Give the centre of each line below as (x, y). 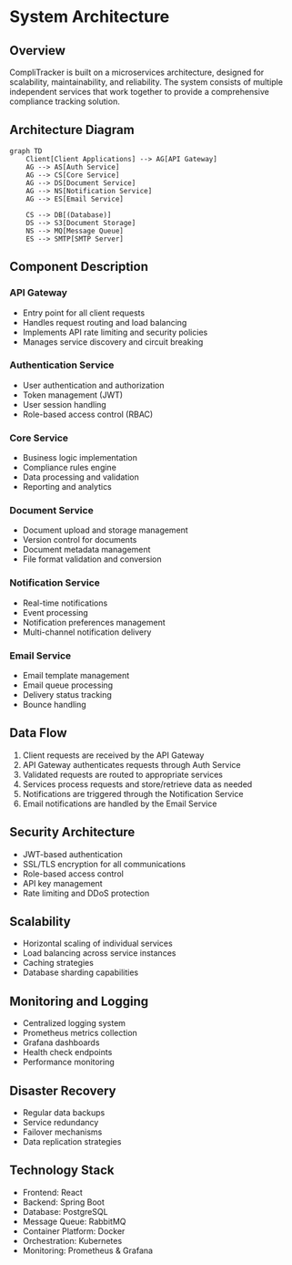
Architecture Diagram (72, 130)
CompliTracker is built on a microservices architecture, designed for (137, 72)
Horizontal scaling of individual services (97, 944)
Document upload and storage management (105, 530)
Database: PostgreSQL (65, 1211)
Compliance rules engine (69, 468)
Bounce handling (54, 704)
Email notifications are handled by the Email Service (120, 804)
